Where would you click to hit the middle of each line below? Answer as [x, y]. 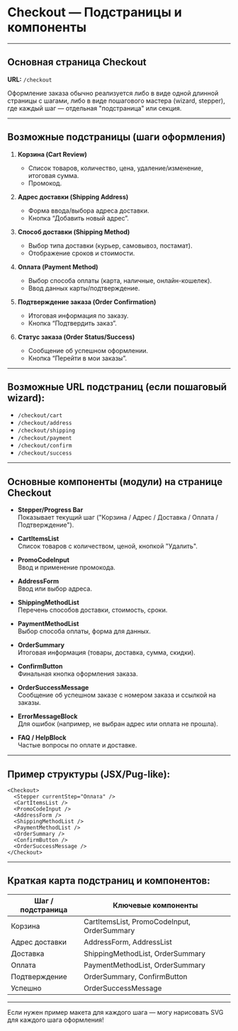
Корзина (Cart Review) [52, 154]
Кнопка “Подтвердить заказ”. [72, 323]
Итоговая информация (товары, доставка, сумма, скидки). [107, 652]
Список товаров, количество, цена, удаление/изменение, [116, 168]
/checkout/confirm [45, 446]
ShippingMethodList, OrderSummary [144, 953]
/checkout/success [45, 453]
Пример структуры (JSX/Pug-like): [89, 774]
